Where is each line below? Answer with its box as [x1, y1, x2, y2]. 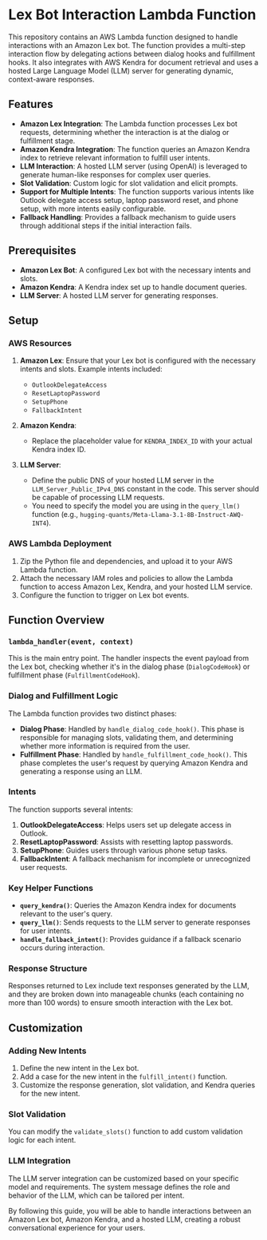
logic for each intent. [8, 1135, 77, 1145]
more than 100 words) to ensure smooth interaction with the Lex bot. [8, 998, 234, 1008]
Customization [8, 1021, 84, 1035]
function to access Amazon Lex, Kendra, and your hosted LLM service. [19, 582, 253, 591]
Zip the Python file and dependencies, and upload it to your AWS [19, 556, 233, 566]
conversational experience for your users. [8, 1222, 146, 1232]
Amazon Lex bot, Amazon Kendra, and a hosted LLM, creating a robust [8, 1214, 241, 1224]
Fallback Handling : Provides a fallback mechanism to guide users [19, 212, 237, 221]
